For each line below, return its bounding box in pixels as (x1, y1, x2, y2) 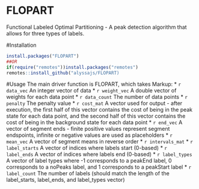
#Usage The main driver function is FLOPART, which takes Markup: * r (6, 80, 182, 88)
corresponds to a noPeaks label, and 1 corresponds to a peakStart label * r (6, 163, 192, 171)
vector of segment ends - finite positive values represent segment (6, 125, 170, 133)
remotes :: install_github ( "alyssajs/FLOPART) (6, 70, 120, 76)
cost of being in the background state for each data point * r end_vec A (6, 119, 183, 126)
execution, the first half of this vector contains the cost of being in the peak (6, 106, 193, 113)
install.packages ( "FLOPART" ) (6, 53, 79, 59)
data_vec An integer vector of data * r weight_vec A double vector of (6, 87, 177, 94)
